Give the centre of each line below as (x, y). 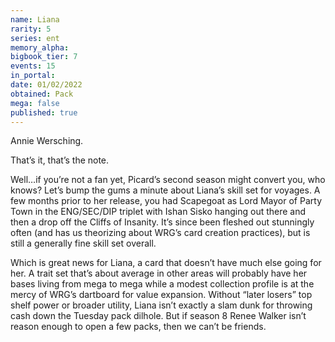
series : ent (35, 38)
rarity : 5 (31, 29)
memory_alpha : (40, 47)
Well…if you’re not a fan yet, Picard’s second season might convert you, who (168, 180)
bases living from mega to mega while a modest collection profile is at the (162, 284)
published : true (44, 112)
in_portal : (33, 76)
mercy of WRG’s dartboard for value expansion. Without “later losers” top (161, 295)
